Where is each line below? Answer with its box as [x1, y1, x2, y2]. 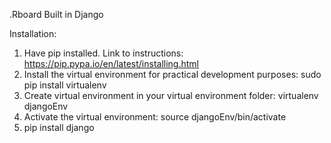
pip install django [23, 122, 95, 133]
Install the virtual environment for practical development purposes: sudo [23, 69, 322, 80]
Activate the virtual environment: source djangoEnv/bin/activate [23, 111, 287, 123]
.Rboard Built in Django [9, 9, 104, 20]
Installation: [9, 28, 57, 39]
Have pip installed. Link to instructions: [23, 47, 184, 59]
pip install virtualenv [23, 79, 107, 91]
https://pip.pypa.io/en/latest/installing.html [23, 58, 199, 69]
